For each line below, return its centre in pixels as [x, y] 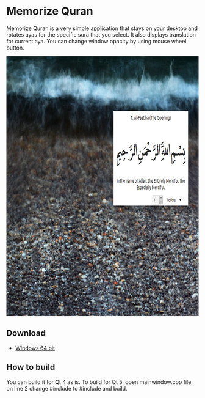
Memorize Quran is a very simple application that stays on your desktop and [102, 28]
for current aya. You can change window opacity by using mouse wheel [96, 41]
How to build [31, 367]
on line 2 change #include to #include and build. [67, 388]
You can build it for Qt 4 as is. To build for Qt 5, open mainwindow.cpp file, [100, 382]
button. [15, 48]
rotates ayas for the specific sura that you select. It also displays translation [101, 34]
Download [26, 334]
